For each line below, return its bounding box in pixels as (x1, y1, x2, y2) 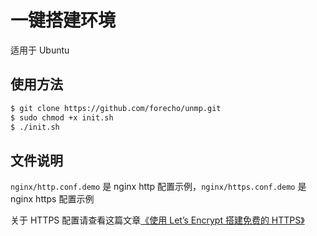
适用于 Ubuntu (10, 44, 70, 56)
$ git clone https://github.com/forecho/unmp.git (10, 103, 222, 113)
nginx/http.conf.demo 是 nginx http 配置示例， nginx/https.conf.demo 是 (10, 181, 307, 193)
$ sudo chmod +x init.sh (10, 112, 114, 123)
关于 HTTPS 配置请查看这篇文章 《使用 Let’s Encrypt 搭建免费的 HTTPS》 (10, 214, 305, 226)
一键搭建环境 (10, 9, 117, 32)
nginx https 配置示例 (10, 193, 95, 205)
